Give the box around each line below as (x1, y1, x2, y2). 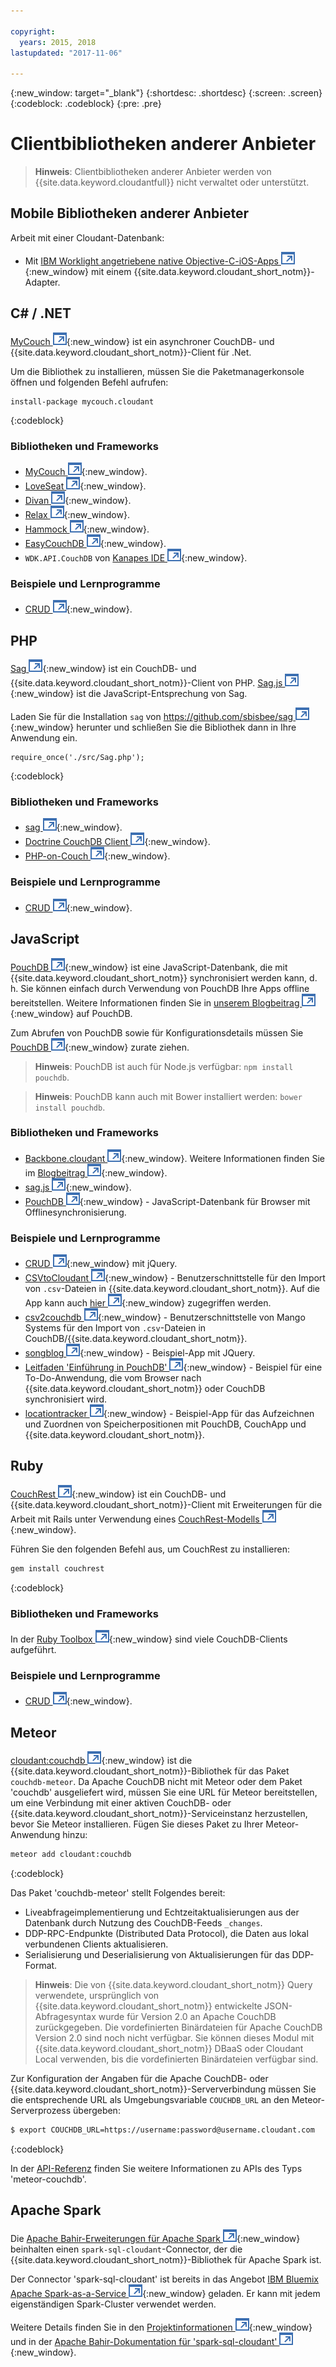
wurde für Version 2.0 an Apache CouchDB (98, 2011, 277, 2023)
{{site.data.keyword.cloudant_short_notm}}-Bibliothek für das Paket (10, 1765, 290, 1777)
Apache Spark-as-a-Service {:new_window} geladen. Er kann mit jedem (10, 2287, 321, 2299)
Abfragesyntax (34, 2011, 97, 2023)
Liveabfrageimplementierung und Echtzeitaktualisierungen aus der (24, 1906, 300, 1919)
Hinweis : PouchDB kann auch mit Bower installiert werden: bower (34, 1090, 303, 1102)
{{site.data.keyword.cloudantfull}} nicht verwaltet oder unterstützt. (34, 176, 310, 189)
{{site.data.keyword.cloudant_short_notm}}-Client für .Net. (10, 346, 252, 358)
